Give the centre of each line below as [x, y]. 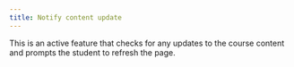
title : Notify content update [66, 17]
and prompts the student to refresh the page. [93, 52]
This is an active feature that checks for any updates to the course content [147, 43]
